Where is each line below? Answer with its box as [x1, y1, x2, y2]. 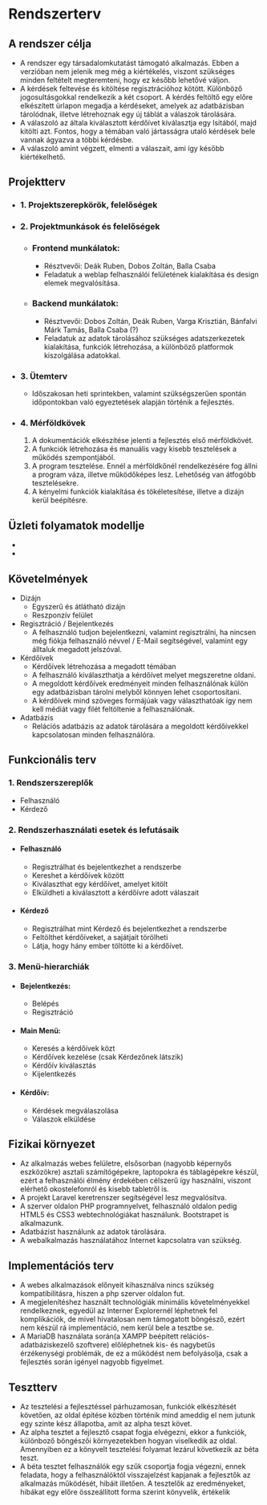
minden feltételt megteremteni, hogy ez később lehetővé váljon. [19, 76, 231, 84]
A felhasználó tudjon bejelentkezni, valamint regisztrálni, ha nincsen [31, 628, 257, 638]
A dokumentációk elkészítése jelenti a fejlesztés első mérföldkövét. [31, 436, 254, 445]
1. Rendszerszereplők [8, 777, 94, 789]
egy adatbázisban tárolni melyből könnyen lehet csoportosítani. [31, 687, 242, 697]
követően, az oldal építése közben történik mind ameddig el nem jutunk [19, 1410, 256, 1420]
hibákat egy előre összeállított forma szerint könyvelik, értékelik [19, 1487, 231, 1497]
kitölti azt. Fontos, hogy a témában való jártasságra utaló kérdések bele [19, 126, 256, 136]
